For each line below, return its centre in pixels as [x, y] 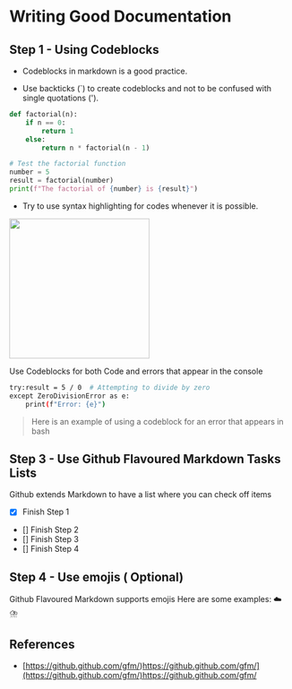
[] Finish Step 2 [50, 530]
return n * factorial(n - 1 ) [96, 148]
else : [36, 139]
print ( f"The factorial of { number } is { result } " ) [104, 189]
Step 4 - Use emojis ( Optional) [97, 577]
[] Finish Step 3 [50, 539]
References [42, 644]
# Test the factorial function [68, 164]
